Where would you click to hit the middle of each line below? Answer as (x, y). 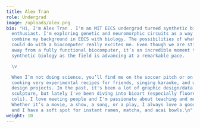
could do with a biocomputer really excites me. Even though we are (98, 45)
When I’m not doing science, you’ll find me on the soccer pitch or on (102, 77)
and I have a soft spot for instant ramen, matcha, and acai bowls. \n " (102, 110)
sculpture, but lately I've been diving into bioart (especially (94, 94)
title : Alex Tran (28, 12)
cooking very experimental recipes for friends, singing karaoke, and (101, 83)
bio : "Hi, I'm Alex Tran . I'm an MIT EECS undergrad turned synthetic (97, 28)
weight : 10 (20, 116)
